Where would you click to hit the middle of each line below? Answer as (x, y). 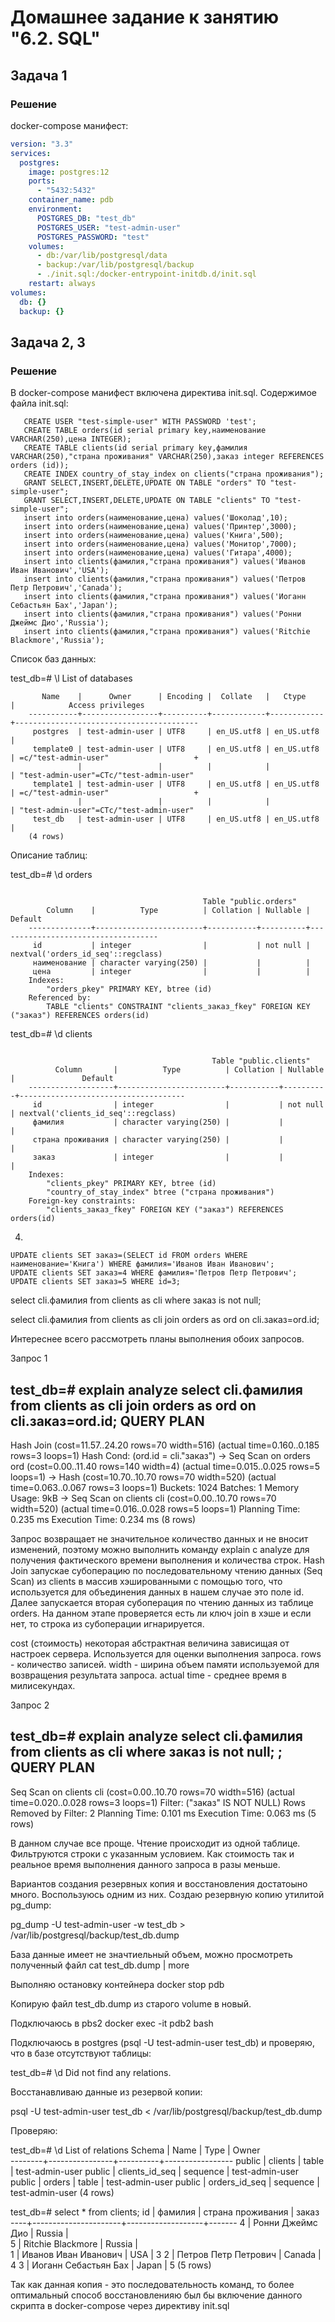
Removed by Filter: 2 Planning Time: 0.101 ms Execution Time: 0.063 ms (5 (163, 1813)
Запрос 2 (30, 1705)
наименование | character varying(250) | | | (171, 963)
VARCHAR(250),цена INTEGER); (71, 439)
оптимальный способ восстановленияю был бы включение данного (156, 2295)
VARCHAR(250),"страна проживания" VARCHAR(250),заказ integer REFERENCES (167, 457)
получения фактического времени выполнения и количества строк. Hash (167, 1560)
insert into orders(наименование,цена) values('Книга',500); (153, 536)
